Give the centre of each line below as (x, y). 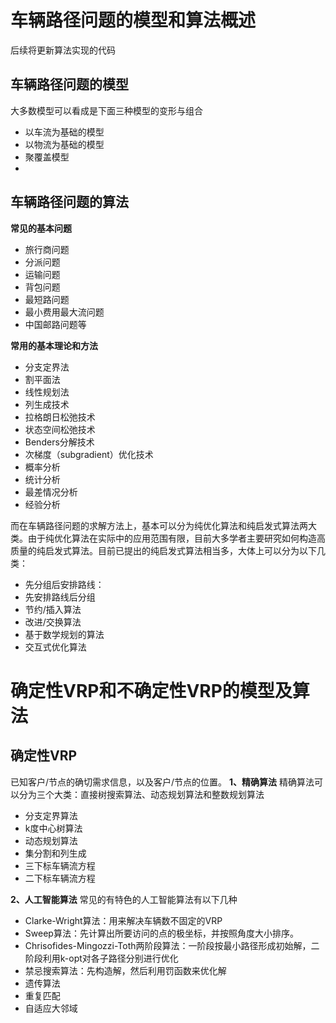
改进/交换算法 (53, 622)
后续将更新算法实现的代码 (63, 50)
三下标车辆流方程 (60, 865)
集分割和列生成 (55, 853)
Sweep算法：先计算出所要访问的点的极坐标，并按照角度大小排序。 (161, 933)
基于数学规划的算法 (64, 634)
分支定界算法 (51, 815)
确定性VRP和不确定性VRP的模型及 (151, 690)
